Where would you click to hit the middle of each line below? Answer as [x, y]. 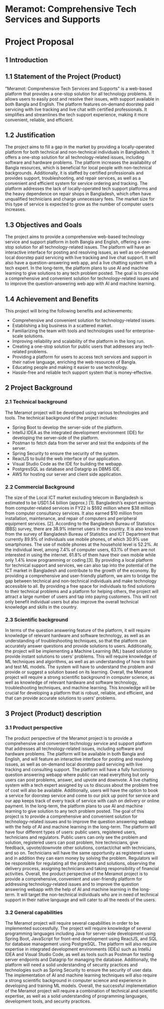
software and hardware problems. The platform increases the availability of [81, 162]
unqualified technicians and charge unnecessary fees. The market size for [80, 199]
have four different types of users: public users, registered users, [71, 832]
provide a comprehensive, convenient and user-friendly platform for [74, 879]
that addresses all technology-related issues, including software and [74, 749]
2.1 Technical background [36, 402]
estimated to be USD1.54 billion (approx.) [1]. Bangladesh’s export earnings [81, 503]
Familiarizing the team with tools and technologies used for [72, 331]
